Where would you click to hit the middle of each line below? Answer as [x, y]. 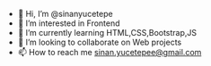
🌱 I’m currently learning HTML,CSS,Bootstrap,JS [107, 33]
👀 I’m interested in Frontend [69, 23]
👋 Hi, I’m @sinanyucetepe [66, 14]
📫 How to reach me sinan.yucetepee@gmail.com [110, 52]
